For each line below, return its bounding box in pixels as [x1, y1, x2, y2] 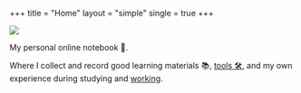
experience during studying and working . [9, 73, 163, 84]
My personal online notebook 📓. [9, 42, 129, 52]
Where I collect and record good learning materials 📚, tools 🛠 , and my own [9, 60, 293, 70]
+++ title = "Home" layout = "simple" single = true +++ [9, 8, 215, 18]
